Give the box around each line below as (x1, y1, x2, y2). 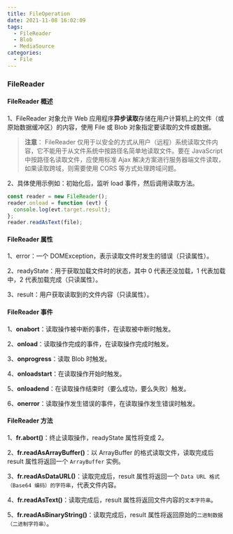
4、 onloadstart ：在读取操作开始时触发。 (7, 369, 126, 378)
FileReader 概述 (7, 97, 53, 106)
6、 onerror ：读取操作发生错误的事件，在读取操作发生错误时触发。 (7, 399, 199, 407)
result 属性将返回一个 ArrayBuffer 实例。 (7, 457, 125, 465)
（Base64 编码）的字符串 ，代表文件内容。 (7, 481, 120, 489)
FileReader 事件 (7, 308, 53, 316)
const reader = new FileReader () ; (7, 193, 108, 200)
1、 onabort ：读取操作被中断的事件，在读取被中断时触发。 (7, 324, 175, 333)
